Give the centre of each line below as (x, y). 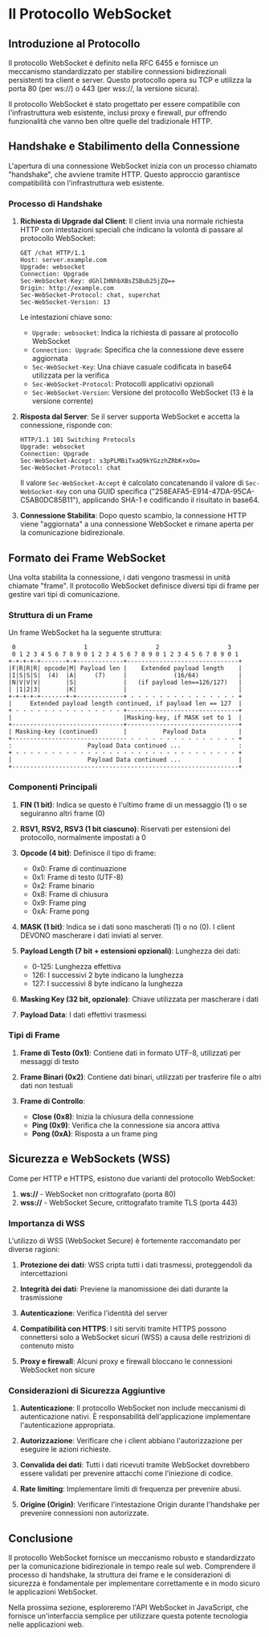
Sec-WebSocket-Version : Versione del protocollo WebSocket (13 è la (143, 393)
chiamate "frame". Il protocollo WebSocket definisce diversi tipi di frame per (134, 585)
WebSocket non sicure (57, 1369)
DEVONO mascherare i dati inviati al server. (92, 935)
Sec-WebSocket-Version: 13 (65, 302)
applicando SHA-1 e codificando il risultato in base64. (171, 500)
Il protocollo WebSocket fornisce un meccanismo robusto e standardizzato (132, 1558)
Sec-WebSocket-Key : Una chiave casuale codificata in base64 (132, 367)
